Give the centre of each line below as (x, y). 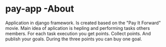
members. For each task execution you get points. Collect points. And (78, 33)
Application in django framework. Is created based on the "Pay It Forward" (83, 23)
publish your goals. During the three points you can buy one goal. (74, 39)
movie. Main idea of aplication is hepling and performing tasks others (78, 28)
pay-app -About (40, 9)
